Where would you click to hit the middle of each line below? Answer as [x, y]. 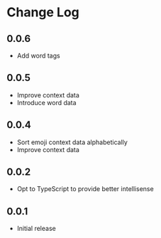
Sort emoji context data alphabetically [72, 142]
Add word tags [39, 55]
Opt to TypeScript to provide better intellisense [85, 189]
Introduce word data [46, 102]
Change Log [43, 12]
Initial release [36, 229]
